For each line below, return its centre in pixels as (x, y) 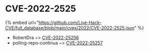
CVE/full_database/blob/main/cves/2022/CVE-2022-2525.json (70, 27)
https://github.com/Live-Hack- (70, 22)
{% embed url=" (22, 22)
